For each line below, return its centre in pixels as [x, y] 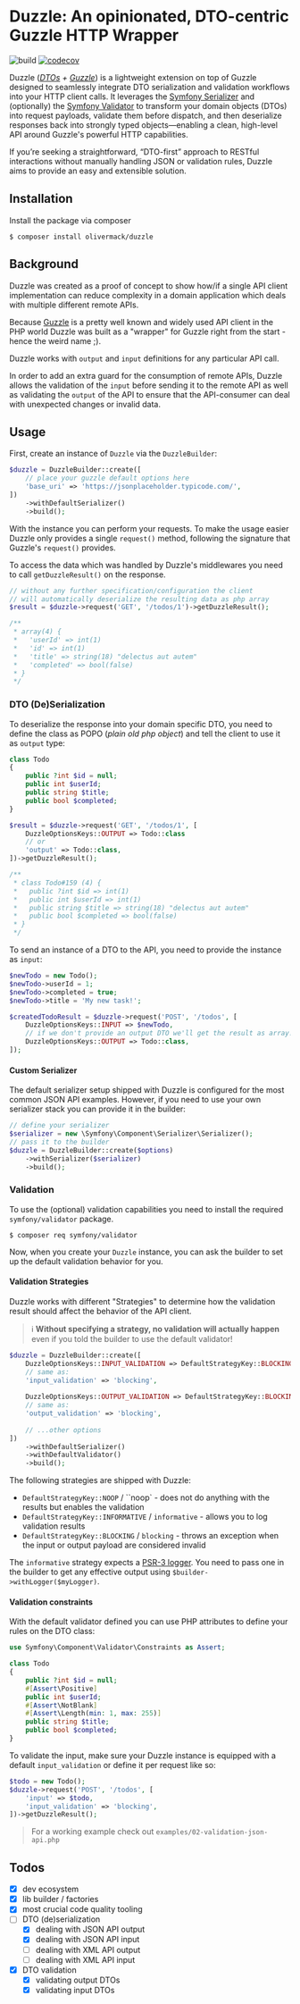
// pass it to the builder [59, 1142]
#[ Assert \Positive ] [62, 1689]
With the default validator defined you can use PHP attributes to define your [149, 1622]
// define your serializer [59, 1126]
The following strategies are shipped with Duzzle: [100, 1480]
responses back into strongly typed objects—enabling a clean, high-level [144, 125]
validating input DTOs [75, 1990]
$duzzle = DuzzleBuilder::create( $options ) [92, 1150]
